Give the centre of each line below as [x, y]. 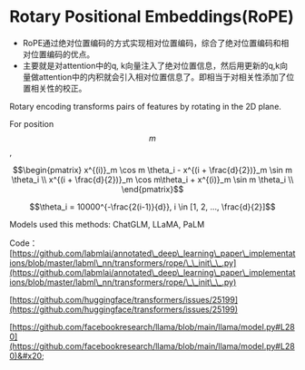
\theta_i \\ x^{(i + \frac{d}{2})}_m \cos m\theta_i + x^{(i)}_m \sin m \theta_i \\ [152, 180]
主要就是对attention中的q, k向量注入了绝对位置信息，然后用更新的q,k [151, 65]
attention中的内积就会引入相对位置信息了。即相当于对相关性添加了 [162, 77]
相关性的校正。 [59, 88]
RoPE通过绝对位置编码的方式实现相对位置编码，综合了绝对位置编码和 [152, 43]
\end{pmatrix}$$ [152, 189]
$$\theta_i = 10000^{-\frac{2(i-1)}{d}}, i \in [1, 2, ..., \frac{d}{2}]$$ [152, 207]
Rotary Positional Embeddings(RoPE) [152, 17]
